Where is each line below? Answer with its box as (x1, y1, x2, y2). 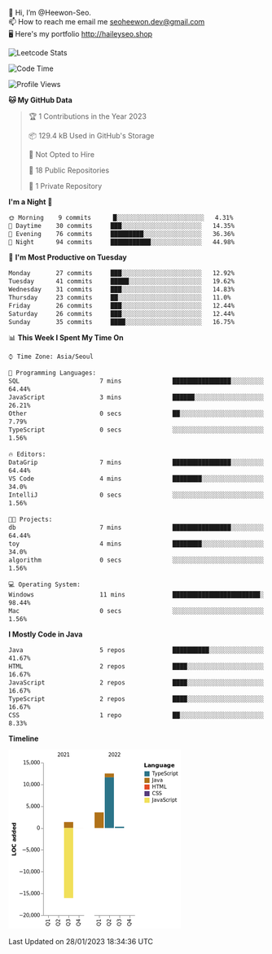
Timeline (8, 733, 39, 743)
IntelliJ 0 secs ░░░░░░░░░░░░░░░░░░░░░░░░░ (8, 491, 265, 499)
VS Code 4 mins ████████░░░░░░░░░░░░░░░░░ (8, 475, 265, 483)
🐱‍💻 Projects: (8, 515, 53, 523)
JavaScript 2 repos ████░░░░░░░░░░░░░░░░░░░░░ (8, 679, 265, 687)
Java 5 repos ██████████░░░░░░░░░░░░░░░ (8, 646, 265, 654)
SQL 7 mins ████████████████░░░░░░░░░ (8, 377, 265, 385)
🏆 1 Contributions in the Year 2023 (28, 112, 147, 121)
